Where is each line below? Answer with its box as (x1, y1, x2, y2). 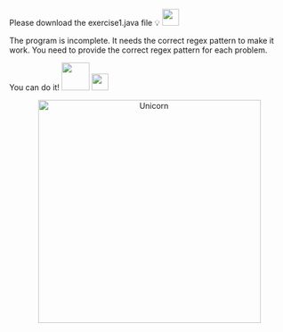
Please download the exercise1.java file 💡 (9, 18, 160, 28)
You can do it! (9, 82, 61, 93)
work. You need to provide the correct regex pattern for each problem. (9, 45, 268, 55)
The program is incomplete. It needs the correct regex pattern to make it (9, 36, 274, 46)
